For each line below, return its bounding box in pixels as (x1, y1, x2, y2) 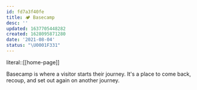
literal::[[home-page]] (6, 58, 60, 66)
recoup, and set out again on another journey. (6, 76, 120, 84)
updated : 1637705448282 (6, 25, 66, 32)
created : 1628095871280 (6, 31, 66, 37)
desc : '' (6, 20, 28, 26)
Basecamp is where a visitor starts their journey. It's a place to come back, (6, 70, 192, 77)
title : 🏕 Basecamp (6, 14, 55, 20)
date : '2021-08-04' (6, 37, 55, 43)
